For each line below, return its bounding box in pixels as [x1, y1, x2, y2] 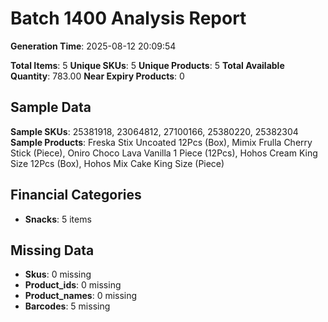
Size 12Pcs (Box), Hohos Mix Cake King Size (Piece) [10, 157, 225, 169]
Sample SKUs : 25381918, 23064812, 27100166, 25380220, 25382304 [10, 125, 299, 137]
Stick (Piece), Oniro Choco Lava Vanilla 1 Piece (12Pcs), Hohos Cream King [10, 147, 318, 159]
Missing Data [10, 242, 95, 259]
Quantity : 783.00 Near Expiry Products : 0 [10, 70, 185, 82]
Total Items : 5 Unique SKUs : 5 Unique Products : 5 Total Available [10, 59, 285, 71]
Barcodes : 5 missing [24, 300, 111, 312]
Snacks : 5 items [24, 213, 92, 225]
